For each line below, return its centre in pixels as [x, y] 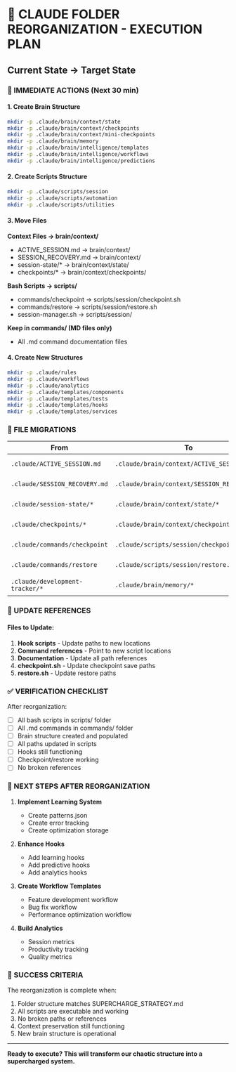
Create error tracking [58, 823]
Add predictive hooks [59, 865]
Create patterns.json [58, 815]
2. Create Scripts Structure [47, 177]
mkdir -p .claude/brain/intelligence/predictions [81, 161]
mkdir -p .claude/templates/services [63, 412]
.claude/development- [47, 582]
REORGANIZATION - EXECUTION [105, 29]
